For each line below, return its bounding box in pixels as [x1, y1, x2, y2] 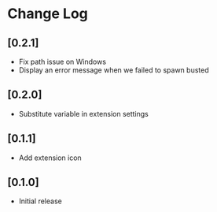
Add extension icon [18, 153, 82, 162]
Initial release [18, 196, 62, 206]
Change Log [7, 5, 88, 23]
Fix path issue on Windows [18, 57, 107, 66]
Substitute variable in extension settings [18, 109, 149, 118]
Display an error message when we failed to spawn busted [18, 65, 209, 75]
